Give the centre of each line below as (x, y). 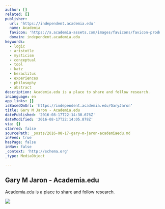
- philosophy (23, 83)
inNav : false (18, 147)
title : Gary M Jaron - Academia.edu (42, 110)
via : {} (13, 124)
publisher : (16, 19)
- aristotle (22, 51)
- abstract (21, 87)
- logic (17, 46)
